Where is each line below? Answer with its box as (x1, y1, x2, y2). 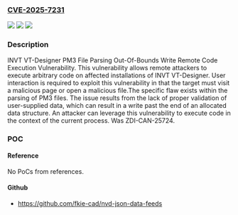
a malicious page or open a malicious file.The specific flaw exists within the (7, 86, 228, 94)
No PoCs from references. (7, 167, 84, 175)
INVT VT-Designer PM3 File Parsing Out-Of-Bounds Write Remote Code (7, 55, 218, 65)
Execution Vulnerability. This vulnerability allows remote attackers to (7, 63, 207, 72)
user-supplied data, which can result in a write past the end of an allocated (7, 101, 227, 109)
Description (7, 40, 49, 50)
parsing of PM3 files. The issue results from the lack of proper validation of (7, 94, 227, 102)
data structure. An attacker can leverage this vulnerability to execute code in (7, 109, 231, 117)
